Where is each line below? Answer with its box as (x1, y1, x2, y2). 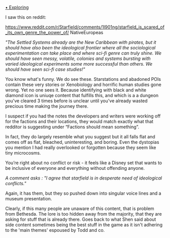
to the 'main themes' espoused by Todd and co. (5, 227, 105, 233)
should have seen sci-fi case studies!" (5, 66, 86, 72)
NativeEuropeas (70, 29, 104, 35)
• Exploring (5, 5, 29, 10)
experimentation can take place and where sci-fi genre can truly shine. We (5, 50, 162, 56)
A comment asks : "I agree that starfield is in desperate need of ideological (5, 175, 162, 181)
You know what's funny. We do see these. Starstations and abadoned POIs (5, 76, 161, 82)
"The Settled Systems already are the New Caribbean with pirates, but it (5, 39, 156, 45)
